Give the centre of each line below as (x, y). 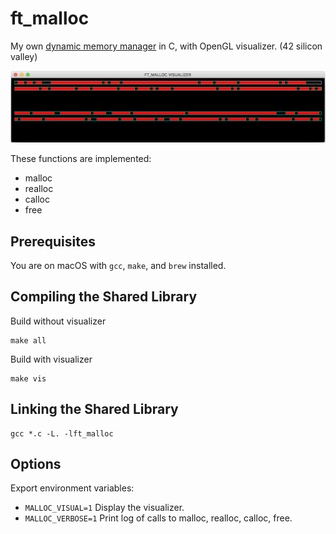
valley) (24, 56)
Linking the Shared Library (94, 409)
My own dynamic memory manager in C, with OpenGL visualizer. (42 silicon (166, 46)
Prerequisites (53, 241)
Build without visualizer (58, 321)
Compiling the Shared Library (104, 297)
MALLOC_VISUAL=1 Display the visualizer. (104, 508)
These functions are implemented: (81, 159)
